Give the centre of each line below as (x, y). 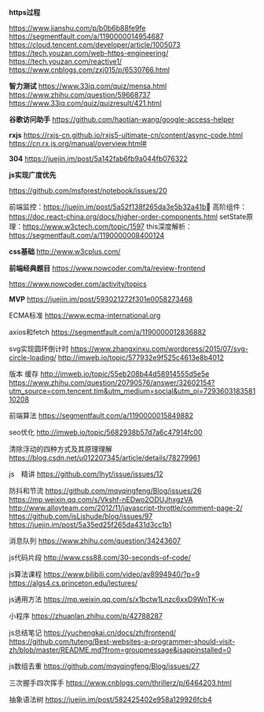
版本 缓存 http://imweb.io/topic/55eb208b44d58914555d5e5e (109, 374)
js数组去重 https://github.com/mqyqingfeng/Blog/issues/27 (104, 666)
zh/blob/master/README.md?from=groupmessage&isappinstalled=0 (120, 650)
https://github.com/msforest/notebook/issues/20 (88, 191)
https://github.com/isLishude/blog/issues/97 (81, 516)
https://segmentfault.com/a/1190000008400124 (87, 235)
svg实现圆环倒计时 (39, 349)
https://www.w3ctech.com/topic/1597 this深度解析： (108, 226)
